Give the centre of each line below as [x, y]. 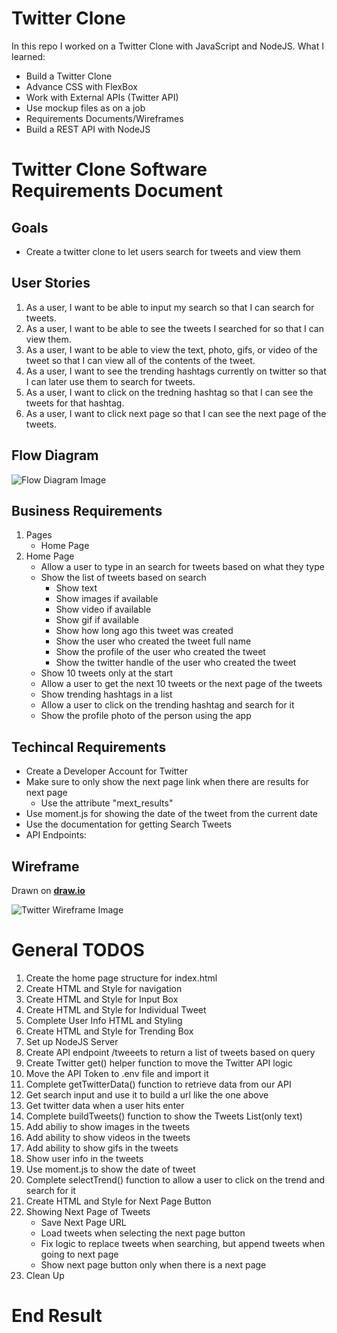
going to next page [79, 1254]
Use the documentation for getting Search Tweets [129, 824]
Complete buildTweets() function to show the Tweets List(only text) [164, 1116]
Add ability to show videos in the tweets [108, 1137]
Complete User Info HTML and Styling [104, 1020]
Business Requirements [87, 510]
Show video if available [103, 609]
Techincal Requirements [89, 747]
